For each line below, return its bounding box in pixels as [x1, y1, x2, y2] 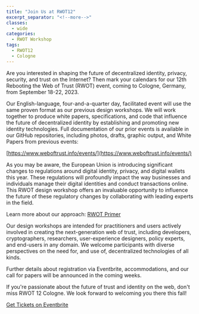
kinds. [6, 254, 21, 261]
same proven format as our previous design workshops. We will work [6, 106, 176, 113]
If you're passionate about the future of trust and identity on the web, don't [6, 283, 191, 290]
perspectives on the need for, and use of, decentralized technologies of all [6, 247, 189, 254]
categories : [6, 31, 36, 37]
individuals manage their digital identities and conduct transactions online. [6, 180, 189, 187]
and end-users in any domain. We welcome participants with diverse [6, 241, 175, 248]
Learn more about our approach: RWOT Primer [6, 210, 121, 217]
